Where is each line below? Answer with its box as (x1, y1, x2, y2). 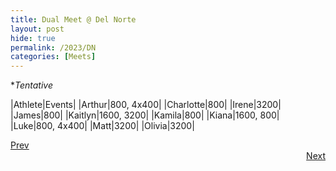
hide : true (10, 33, 56, 43)
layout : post (10, 24, 65, 34)
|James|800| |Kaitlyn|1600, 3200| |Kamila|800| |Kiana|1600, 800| (10, 109, 280, 121)
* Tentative (10, 79, 54, 91)
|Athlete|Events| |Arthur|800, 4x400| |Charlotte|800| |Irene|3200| (10, 99, 282, 111)
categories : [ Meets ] (10, 52, 97, 62)
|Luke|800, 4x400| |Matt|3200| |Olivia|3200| (10, 120, 195, 132)
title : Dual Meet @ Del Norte (10, 14, 137, 25)
